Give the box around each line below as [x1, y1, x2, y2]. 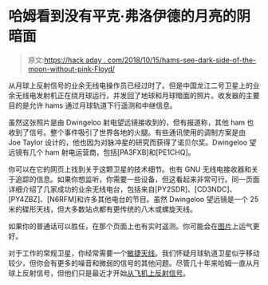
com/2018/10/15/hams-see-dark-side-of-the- [107, 55, 257, 65]
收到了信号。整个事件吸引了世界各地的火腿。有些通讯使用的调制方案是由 [8, 127, 246, 137]
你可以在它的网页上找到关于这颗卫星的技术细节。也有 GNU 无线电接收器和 [8, 164, 252, 174]
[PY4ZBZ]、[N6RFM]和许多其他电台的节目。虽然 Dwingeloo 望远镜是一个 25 [8, 194, 259, 204]
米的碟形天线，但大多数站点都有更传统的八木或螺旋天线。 [8, 204, 197, 214]
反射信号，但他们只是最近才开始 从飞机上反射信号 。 [22, 268, 190, 278]
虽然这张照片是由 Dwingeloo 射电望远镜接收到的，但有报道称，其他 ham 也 [8, 117, 254, 127]
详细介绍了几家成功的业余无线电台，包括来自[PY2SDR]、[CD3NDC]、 [8, 184, 237, 194]
